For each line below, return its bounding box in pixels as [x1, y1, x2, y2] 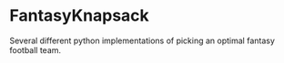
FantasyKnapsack [9, 5, 150, 26]
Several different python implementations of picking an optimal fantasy [9, 35, 276, 46]
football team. [9, 44, 62, 55]
